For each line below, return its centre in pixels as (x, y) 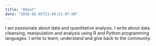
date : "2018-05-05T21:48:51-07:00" (42, 14)
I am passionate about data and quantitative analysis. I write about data (78, 28)
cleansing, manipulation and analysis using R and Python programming (77, 33)
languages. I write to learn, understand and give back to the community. (78, 38)
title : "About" (21, 9)
